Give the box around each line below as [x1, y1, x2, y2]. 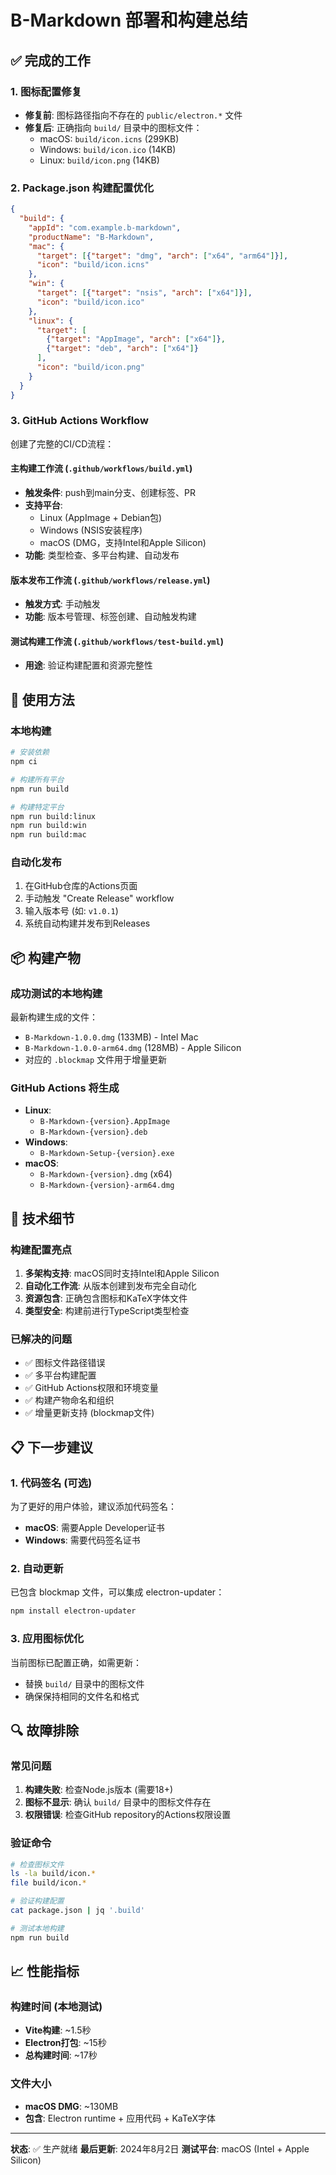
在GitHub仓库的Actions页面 [24, 880, 138, 892]
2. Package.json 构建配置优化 [10, 181, 155, 195]
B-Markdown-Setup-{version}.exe [39, 1149, 175, 1159]
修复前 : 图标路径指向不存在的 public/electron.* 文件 [24, 109, 243, 121]
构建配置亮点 [10, 1242, 73, 1256]
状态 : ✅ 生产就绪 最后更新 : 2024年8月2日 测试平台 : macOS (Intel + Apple [10, 2142, 310, 2155]
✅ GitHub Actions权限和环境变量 [24, 1382, 159, 1394]
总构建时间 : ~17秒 [24, 2049, 98, 2061]
